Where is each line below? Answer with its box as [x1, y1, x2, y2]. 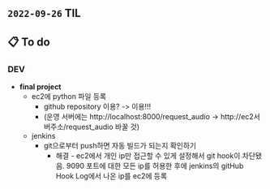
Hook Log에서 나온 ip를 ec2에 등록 [55, 171, 168, 181]
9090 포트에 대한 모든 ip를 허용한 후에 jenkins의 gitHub [66, 161, 244, 171]
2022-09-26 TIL [7, 6, 82, 20]
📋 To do [7, 35, 50, 49]
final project [19, 82, 62, 92]
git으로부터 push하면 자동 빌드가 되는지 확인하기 [43, 141, 196, 151]
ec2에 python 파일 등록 [31, 92, 107, 101]
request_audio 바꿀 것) [66, 122, 139, 132]
